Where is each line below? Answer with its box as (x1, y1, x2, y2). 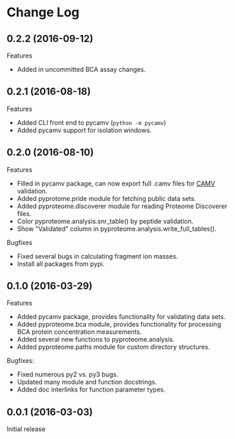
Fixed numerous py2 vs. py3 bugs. (16, 370, 119, 379)
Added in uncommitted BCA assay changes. (16, 65, 146, 73)
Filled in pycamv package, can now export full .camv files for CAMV (16, 179, 216, 188)
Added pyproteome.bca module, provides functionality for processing (16, 320, 222, 329)
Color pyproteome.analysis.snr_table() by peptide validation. (16, 217, 194, 225)
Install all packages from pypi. (16, 259, 105, 268)
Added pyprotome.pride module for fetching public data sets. (16, 194, 197, 202)
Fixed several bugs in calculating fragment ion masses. (16, 251, 178, 260)
